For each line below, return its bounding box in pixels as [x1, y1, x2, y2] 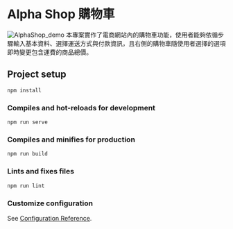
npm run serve [7, 119, 49, 126]
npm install [7, 87, 42, 94]
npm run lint [7, 182, 45, 189]
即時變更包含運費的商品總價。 [7, 48, 92, 56]
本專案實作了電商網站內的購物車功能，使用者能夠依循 [65, 31, 218, 39]
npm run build [7, 151, 49, 158]
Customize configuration [7, 198, 94, 208]
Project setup [7, 69, 67, 80]
